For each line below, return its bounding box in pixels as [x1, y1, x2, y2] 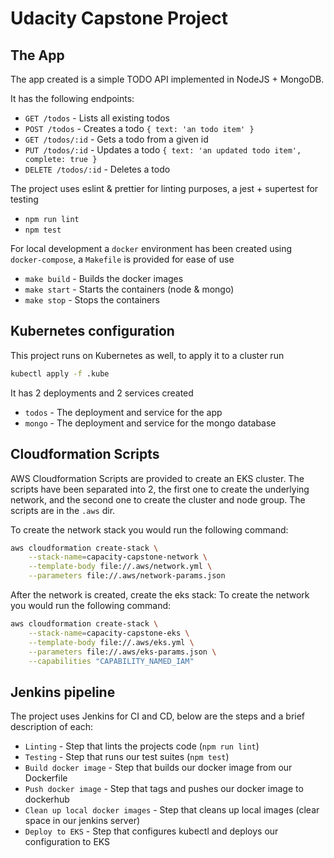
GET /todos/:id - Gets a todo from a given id [24, 133, 209, 145]
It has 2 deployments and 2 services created [10, 387, 194, 399]
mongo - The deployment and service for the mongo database [24, 417, 277, 429]
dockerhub [24, 793, 70, 806]
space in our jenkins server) [24, 815, 141, 827]
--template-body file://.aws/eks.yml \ [28, 637, 195, 647]
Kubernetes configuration [10, 323, 175, 340]
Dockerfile [24, 772, 68, 784]
